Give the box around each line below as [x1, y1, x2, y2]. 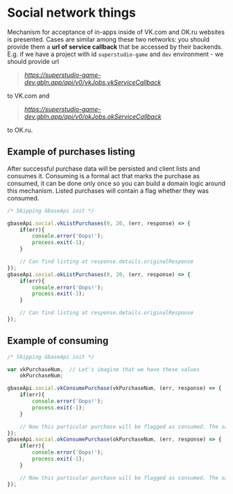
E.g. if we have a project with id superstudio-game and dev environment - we [7, 50, 224, 58]
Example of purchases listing [7, 146, 135, 157]
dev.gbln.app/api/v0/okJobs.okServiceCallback [24, 112, 162, 121]
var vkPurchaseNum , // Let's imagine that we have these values [7, 366, 200, 373]
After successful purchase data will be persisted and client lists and [7, 164, 200, 173]
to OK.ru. [7, 126, 33, 134]
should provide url [7, 57, 60, 65]
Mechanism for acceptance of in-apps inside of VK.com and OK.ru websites [7, 28, 225, 36]
